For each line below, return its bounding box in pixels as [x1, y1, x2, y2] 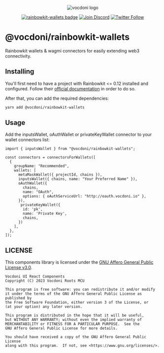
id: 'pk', [23, 207, 43, 212]
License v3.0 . [5, 265, 33, 271]
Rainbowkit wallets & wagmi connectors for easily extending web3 [5, 47, 139, 54]
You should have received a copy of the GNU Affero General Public [5, 335, 147, 340]
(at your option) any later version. [5, 304, 83, 310]
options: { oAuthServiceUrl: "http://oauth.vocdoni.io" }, [23, 194, 147, 199]
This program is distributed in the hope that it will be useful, [5, 313, 144, 318]
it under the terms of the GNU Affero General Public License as [5, 291, 142, 296]
